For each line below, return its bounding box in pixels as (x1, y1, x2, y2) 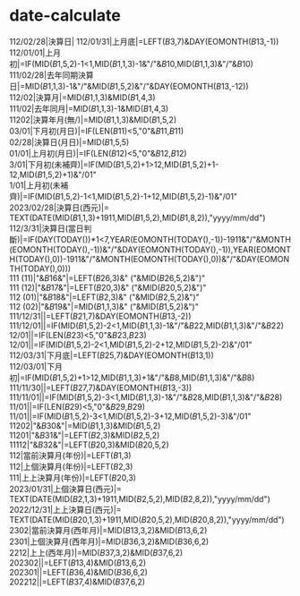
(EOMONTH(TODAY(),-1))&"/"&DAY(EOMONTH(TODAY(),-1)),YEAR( (9, 243, 257, 255)
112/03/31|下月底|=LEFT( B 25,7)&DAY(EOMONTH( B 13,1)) (9, 350, 215, 361)
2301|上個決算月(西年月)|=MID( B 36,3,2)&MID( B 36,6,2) (9, 536, 210, 547)
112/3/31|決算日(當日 (9, 223, 84, 234)
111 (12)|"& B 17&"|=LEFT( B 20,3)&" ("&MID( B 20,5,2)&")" (9, 282, 207, 293)
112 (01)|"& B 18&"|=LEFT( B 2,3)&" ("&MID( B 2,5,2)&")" (9, 292, 200, 302)
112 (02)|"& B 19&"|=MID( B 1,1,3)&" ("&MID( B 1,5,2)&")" (9, 301, 199, 311)
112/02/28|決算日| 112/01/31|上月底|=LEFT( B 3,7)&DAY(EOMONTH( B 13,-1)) (9, 36, 279, 47)
